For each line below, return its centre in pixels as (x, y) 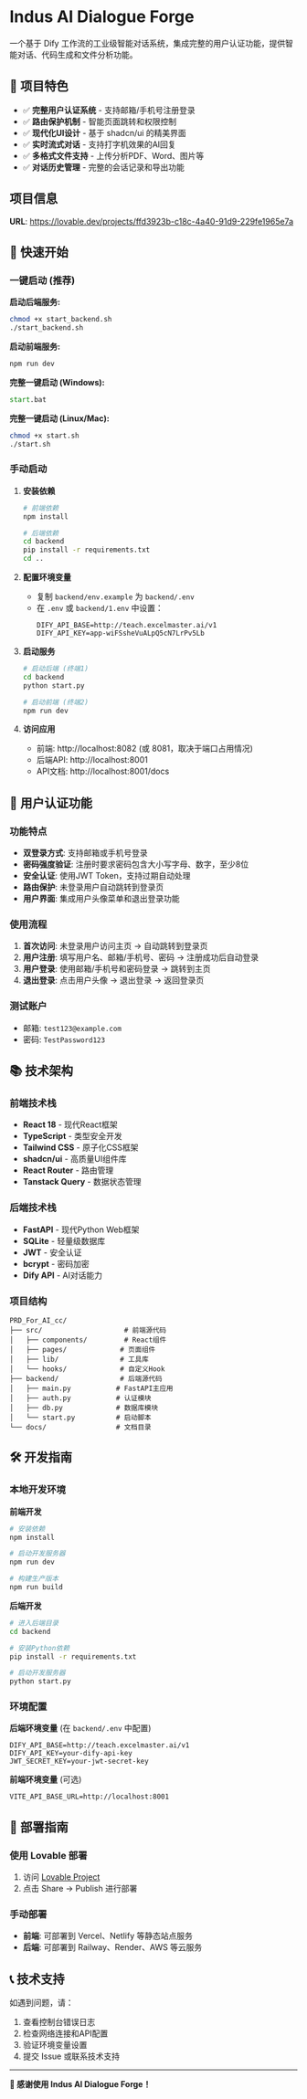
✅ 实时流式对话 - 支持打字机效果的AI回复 (99, 144)
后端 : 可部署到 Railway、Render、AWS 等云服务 (112, 1947)
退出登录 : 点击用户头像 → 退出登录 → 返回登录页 (113, 980)
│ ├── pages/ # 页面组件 (83, 1349)
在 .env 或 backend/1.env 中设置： (100, 608)
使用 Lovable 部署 (48, 1855)
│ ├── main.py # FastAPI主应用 (91, 1388)
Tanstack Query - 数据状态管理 (82, 1182)
